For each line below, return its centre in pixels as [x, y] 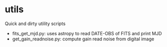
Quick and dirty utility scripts [35, 24]
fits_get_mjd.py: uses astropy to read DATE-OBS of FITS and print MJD [87, 33]
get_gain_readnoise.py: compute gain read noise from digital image [83, 39]
